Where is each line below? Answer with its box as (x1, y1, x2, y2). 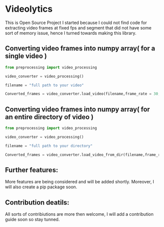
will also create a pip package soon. (5, 184, 77, 190)
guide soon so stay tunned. (5, 217, 60, 223)
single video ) (5, 52, 47, 60)
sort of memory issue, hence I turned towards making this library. (5, 30, 137, 36)
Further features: (5, 166, 59, 174)
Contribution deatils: (5, 198, 70, 206)
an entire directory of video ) (5, 113, 94, 121)
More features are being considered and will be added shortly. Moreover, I (5, 179, 154, 185)
